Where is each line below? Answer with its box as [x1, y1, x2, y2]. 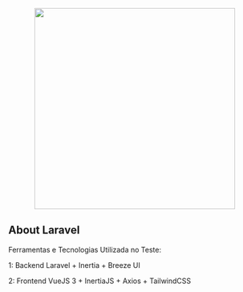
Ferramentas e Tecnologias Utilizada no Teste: [8, 245, 162, 254]
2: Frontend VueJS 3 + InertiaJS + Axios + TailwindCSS [8, 276, 192, 286]
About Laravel [8, 224, 80, 237]
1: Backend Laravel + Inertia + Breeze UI [8, 260, 140, 269]
